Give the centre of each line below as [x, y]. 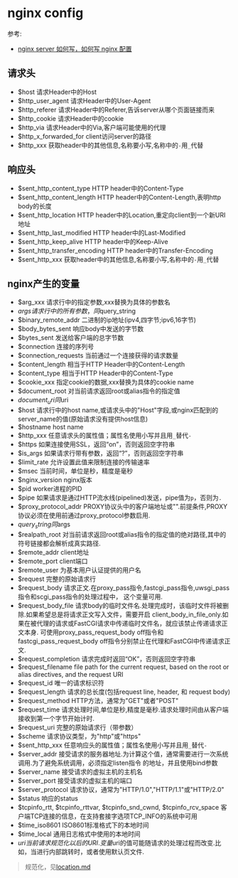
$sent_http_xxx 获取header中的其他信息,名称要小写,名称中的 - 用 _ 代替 [118, 259]
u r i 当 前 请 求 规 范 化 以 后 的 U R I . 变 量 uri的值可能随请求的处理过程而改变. [116, 842]
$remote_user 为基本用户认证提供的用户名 [79, 569]
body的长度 [34, 206]
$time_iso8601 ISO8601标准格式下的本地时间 [83, 825]
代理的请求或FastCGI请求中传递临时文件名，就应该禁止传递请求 [129, 623]
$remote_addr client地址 [53, 552]
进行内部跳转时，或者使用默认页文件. [90, 852]
